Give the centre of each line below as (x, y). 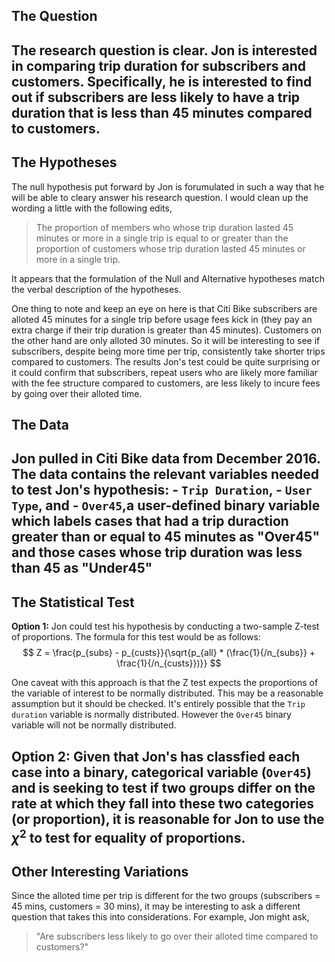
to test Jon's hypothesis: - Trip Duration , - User (162, 490)
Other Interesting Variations (100, 871)
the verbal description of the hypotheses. (96, 289)
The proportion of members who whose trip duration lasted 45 (164, 227)
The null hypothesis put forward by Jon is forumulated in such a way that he (168, 186)
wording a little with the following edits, (92, 208)
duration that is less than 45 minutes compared (162, 112)
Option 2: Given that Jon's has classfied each (156, 756)
